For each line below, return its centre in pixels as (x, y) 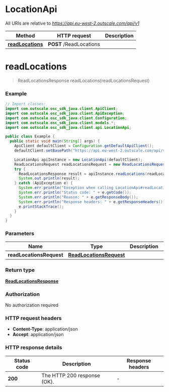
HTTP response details (34, 348)
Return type (20, 270)
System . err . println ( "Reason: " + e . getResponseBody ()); (78, 197)
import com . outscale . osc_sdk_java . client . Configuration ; (66, 118)
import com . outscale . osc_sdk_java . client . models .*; (60, 123)
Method (25, 35)
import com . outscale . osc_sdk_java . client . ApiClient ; (62, 109)
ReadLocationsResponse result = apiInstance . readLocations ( (83, 174)
